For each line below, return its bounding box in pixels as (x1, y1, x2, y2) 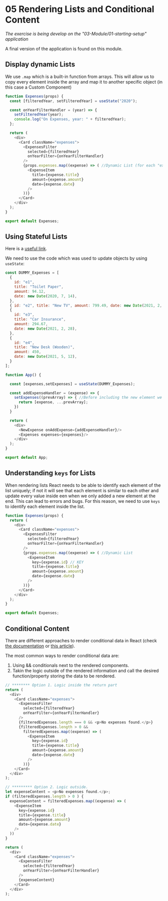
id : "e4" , (14, 340, 35, 345)
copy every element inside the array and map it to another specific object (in (5, 79, 163, 85)
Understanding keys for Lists (5, 469, 96, 477)
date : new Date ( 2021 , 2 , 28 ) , (14, 326, 77, 331)
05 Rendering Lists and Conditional (5, 4, 154, 15)
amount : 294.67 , (14, 322, 48, 327)
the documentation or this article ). (5, 643, 75, 649)
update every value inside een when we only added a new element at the (5, 493, 156, 499)
